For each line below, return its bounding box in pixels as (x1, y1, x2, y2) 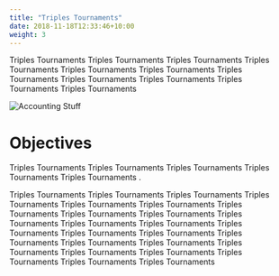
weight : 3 (9, 30, 47, 39)
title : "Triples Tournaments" (9, 13, 123, 23)
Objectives (9, 133, 93, 153)
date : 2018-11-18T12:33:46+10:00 (9, 22, 135, 31)
